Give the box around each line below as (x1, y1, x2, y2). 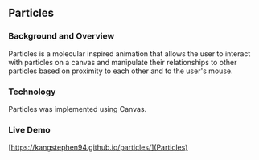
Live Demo (8, 124, 51, 135)
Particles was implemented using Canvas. (8, 104, 147, 113)
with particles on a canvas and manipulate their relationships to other (8, 57, 237, 67)
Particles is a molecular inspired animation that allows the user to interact (8, 48, 251, 59)
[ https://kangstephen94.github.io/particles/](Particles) (8, 142, 188, 152)
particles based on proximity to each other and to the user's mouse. (8, 66, 233, 76)
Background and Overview (8, 31, 115, 42)
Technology (8, 86, 56, 97)
